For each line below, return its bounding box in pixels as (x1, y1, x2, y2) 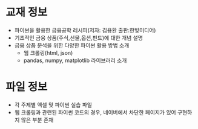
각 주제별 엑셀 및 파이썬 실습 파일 (14, 101, 92, 109)
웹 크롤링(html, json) (23, 49, 73, 56)
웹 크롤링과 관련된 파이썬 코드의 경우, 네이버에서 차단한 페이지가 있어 (14, 109, 176, 116)
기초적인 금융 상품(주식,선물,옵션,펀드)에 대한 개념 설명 (14, 34, 144, 41)
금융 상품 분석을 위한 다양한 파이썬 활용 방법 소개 (14, 42, 130, 49)
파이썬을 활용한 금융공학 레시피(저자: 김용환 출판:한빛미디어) (14, 27, 156, 34)
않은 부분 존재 (21, 116, 54, 124)
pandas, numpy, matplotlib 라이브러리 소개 (23, 57, 127, 64)
